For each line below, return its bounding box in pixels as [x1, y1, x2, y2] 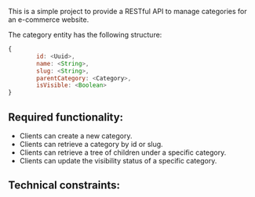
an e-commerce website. [8, 15, 89, 24]
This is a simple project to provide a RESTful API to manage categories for [8, 7, 247, 16]
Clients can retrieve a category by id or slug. [19, 139, 163, 149]
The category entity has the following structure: [8, 30, 162, 39]
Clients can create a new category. [19, 131, 133, 140]
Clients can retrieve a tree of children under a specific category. [19, 148, 227, 157]
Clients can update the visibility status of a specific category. [19, 156, 217, 165]
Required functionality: [8, 110, 124, 124]
